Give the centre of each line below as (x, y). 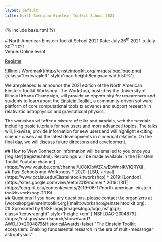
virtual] (107, 172)
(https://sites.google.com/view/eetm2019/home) (54, 182)
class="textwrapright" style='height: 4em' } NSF (54, 214)
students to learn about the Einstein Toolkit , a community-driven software (79, 101)
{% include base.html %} (30, 30)
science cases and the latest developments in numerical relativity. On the (79, 136)
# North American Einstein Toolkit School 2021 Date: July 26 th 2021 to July (80, 40)
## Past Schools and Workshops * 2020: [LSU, (52, 172)
